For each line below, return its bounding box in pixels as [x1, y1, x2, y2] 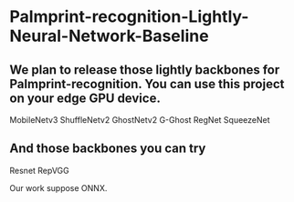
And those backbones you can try [9, 141, 206, 157]
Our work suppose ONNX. [9, 182, 108, 193]
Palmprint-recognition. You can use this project [9, 76, 285, 92]
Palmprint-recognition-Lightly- [9, 6, 249, 27]
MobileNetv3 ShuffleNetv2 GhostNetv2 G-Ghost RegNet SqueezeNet [9, 115, 271, 125]
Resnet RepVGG [9, 165, 70, 176]
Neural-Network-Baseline [9, 25, 209, 46]
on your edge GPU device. [9, 90, 162, 106]
